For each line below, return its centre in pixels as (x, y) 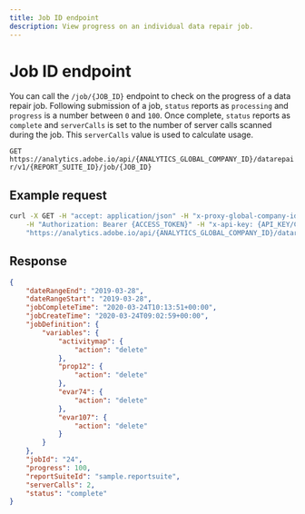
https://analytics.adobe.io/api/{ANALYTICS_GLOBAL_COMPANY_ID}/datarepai (152, 160)
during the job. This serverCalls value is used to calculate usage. (132, 135)
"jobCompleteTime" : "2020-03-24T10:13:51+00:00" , (122, 308)
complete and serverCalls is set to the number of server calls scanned (141, 125)
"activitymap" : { (91, 341)
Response (39, 261)
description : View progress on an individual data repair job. (132, 26)
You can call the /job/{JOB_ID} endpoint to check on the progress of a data (150, 96)
